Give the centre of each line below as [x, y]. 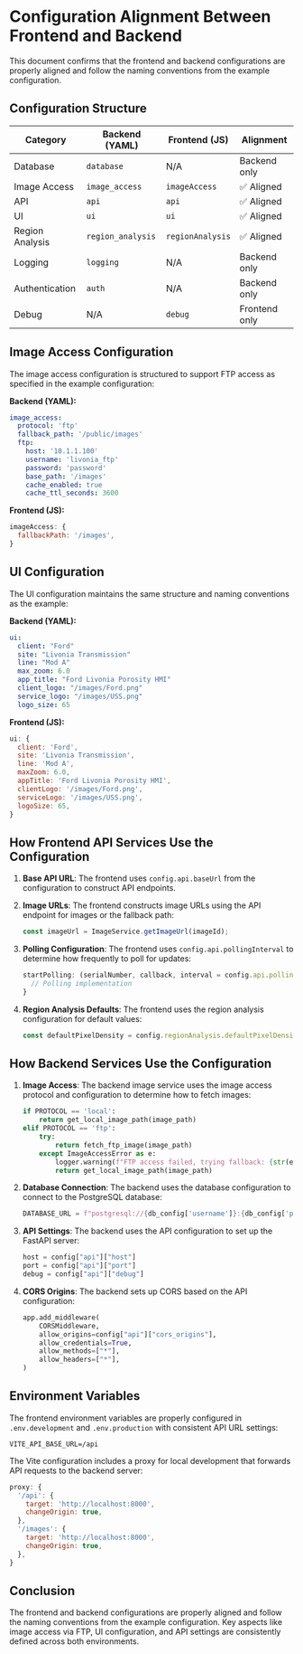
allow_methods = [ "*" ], [79, 1351]
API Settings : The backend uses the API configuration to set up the [147, 1231]
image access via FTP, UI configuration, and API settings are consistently [145, 1632]
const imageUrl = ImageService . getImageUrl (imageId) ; [125, 932]
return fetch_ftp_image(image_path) [124, 1145]
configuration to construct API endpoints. [99, 888]
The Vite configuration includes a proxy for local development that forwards [150, 1460]
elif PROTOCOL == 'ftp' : [69, 1129]
